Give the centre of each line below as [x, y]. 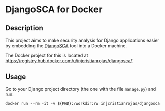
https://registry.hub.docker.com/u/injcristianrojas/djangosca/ [69, 61]
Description [24, 28]
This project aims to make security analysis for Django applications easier [82, 40]
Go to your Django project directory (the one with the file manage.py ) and [81, 89]
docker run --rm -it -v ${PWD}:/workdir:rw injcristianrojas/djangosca [82, 103]
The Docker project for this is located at [47, 55]
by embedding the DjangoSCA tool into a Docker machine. [66, 46]
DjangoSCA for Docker [54, 9]
